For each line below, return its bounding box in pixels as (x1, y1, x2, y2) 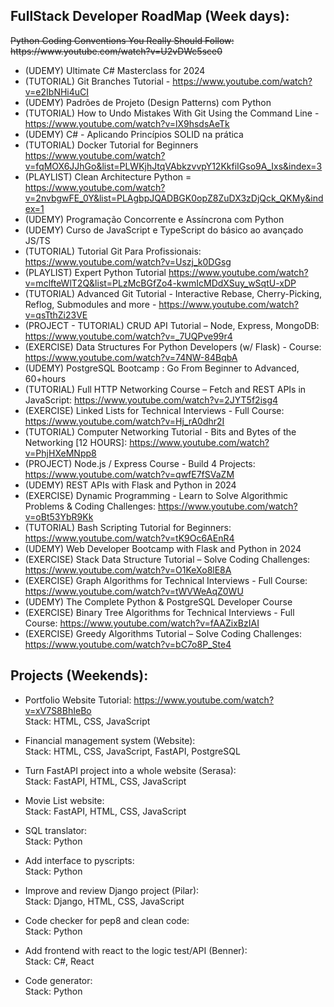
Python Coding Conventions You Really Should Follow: (10, 34, 235, 46)
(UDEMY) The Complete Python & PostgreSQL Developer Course (24, 595, 293, 608)
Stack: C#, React (24, 955, 95, 967)
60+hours (24, 372, 67, 384)
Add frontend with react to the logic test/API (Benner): (24, 944, 248, 956)
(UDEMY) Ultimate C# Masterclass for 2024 (24, 64, 206, 76)
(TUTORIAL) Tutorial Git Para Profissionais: (24, 245, 202, 257)
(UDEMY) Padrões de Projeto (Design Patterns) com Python (24, 96, 272, 108)
